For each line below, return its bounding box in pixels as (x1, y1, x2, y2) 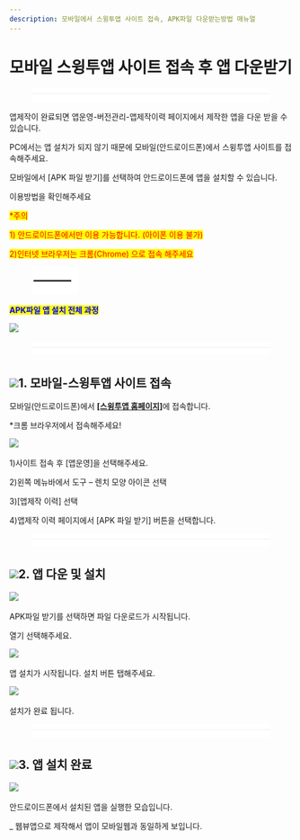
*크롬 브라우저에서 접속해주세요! (9, 420, 122, 431)
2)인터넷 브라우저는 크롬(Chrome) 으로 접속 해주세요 (9, 248, 194, 260)
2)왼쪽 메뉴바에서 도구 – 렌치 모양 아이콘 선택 (9, 477, 168, 487)
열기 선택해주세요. (9, 630, 73, 640)
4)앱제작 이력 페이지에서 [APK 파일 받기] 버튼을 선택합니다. (9, 515, 216, 526)
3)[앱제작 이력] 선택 (9, 496, 79, 507)
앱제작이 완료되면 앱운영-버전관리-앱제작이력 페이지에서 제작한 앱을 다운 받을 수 (9, 112, 288, 122)
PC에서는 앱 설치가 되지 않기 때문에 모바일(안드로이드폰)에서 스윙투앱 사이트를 (9, 142, 283, 153)
